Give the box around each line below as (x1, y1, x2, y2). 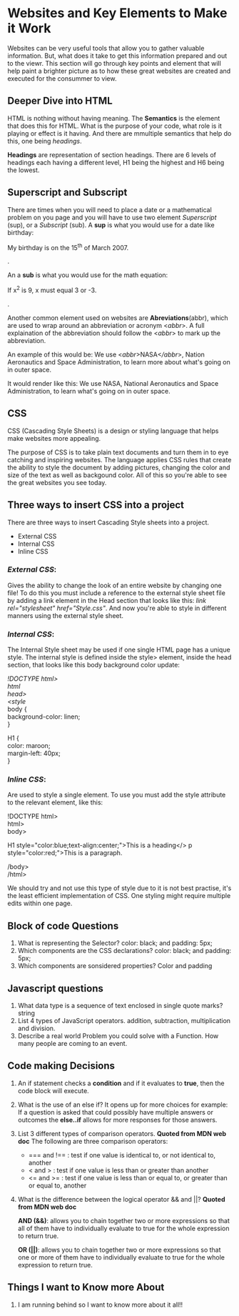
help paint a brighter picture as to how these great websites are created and (7, 66, 231, 75)
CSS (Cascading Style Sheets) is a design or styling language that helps (7, 427, 219, 435)
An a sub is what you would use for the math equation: (7, 271, 168, 279)
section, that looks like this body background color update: (7, 661, 180, 669)
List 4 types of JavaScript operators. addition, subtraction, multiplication (17, 1017, 230, 1025)
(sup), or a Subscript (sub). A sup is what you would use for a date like (7, 220, 215, 229)
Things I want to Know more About (7, 1281, 165, 1294)
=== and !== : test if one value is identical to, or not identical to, (28, 1150, 216, 1159)
